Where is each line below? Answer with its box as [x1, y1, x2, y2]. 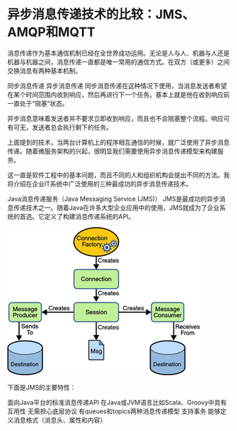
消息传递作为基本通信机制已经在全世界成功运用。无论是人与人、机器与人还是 [7, 49, 230, 57]
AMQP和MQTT [7, 24, 96, 40]
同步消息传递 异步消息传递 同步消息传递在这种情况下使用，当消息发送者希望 [7, 81, 227, 90]
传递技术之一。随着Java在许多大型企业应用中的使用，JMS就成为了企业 [13, 203, 220, 212]
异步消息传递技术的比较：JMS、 [7, 6, 195, 23]
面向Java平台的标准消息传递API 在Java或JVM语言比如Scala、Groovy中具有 [7, 398, 227, 406]
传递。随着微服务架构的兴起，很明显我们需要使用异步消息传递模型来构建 [7, 146, 217, 155]
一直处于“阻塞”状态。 [7, 99, 69, 107]
